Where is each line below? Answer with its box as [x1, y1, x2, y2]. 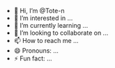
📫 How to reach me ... [13, 37, 79, 44]
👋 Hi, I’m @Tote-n [13, 7, 65, 15]
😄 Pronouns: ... [13, 46, 59, 55]
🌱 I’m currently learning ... [13, 22, 89, 29]
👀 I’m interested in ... [13, 14, 73, 22]
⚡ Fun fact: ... [13, 54, 52, 62]
